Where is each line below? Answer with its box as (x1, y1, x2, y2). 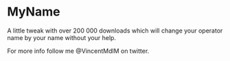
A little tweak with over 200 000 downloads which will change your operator (7, 26, 223, 35)
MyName (7, 4, 60, 20)
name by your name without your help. (7, 33, 117, 41)
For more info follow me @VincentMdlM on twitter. (7, 47, 150, 55)
